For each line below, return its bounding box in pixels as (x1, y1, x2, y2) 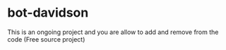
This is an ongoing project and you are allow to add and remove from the (7, 28, 219, 36)
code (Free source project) (7, 35, 85, 43)
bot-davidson (7, 5, 89, 21)
